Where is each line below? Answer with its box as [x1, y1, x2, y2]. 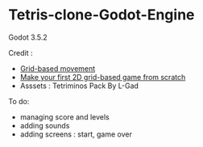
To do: [8, 96, 30, 106]
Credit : [8, 48, 33, 57]
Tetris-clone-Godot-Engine [8, 6, 195, 24]
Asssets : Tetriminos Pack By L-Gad [19, 81, 139, 90]
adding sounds [19, 120, 70, 130]
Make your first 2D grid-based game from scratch [19, 72, 186, 82]
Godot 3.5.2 [8, 32, 48, 42]
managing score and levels [19, 111, 110, 122]
